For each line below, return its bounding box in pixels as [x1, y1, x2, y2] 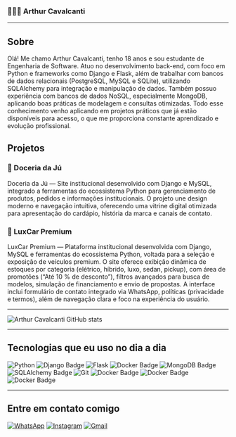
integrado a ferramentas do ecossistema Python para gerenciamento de [7, 186, 216, 195]
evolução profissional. [7, 122, 72, 130]
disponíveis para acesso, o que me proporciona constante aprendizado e [7, 114, 219, 122]
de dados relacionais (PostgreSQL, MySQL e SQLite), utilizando [7, 77, 191, 85]
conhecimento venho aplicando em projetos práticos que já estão [7, 107, 197, 115]
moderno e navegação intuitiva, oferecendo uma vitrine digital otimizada [7, 201, 217, 210]
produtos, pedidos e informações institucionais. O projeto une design [7, 194, 208, 203]
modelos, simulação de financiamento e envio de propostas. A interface [7, 280, 216, 289]
